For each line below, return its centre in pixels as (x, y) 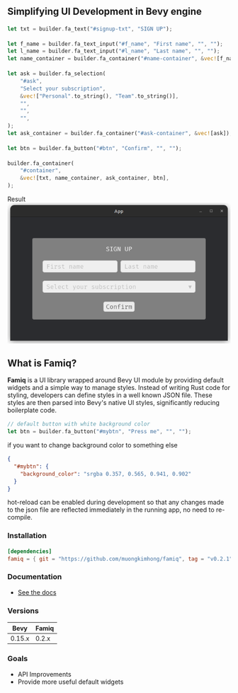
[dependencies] (30, 551)
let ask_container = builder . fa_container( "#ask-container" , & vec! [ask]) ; (120, 134)
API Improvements (45, 674)
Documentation (35, 577)
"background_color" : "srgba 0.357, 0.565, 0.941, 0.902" (106, 474)
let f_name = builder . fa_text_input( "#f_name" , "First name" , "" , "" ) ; (115, 44)
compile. (20, 517)
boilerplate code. (32, 411)
